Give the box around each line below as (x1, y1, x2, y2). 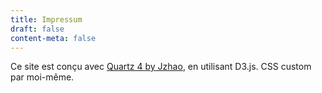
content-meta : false (10, 33, 97, 43)
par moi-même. (10, 71, 75, 83)
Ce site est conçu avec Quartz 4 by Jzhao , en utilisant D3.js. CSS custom (10, 61, 312, 73)
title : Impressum (10, 14, 83, 25)
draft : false (10, 24, 65, 34)
